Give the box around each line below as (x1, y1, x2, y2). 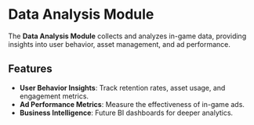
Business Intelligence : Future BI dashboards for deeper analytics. (19, 108, 234, 117)
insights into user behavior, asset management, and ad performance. (8, 39, 231, 48)
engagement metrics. (19, 91, 89, 101)
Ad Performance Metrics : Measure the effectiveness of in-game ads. (19, 99, 245, 109)
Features (8, 62, 53, 76)
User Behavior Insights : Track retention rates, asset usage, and (19, 83, 226, 92)
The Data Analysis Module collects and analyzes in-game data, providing (8, 31, 247, 41)
